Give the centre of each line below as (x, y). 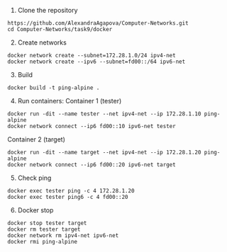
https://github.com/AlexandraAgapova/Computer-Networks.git (98, 23)
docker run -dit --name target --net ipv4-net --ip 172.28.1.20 (104, 152)
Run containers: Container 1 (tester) (70, 101)
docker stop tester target (47, 223)
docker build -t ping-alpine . (54, 88)
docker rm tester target (44, 229)
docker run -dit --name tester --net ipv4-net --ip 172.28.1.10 (104, 114)
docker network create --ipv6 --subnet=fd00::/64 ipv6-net (96, 62)
